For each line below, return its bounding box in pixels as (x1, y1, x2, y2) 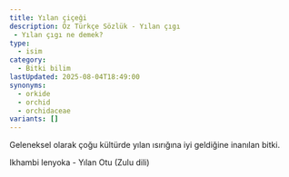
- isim (17, 47, 43, 56)
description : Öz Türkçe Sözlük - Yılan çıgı (9, 22, 181, 31)
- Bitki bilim (17, 64, 71, 74)
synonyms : (9, 81, 47, 90)
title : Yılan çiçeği (9, 13, 88, 23)
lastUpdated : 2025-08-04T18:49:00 (9, 73, 141, 82)
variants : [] (9, 114, 59, 123)
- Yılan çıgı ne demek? (13, 30, 104, 39)
